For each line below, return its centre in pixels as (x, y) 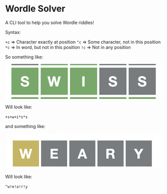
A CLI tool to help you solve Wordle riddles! (49, 22)
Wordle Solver (35, 9)
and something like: (25, 126)
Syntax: (13, 32)
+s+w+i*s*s (16, 117)
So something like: (24, 57)
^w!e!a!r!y (16, 187)
